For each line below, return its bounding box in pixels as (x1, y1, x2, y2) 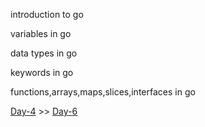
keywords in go (10, 67, 74, 78)
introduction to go (10, 9, 84, 20)
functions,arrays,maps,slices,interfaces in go (10, 86, 196, 98)
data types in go (10, 47, 78, 59)
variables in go (10, 28, 72, 39)
